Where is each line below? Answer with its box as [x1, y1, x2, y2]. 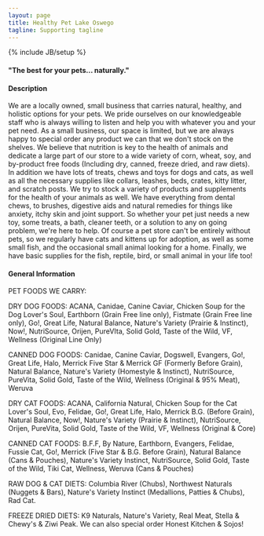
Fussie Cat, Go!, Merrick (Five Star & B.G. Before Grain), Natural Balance [8, 447, 242, 457]
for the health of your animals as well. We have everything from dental [8, 193, 236, 202]
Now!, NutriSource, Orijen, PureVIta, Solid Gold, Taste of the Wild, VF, [8, 326, 233, 336]
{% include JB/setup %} [8, 48, 86, 57]
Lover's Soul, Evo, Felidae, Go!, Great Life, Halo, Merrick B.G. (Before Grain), [8, 407, 255, 417]
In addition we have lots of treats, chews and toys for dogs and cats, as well [8, 168, 254, 177]
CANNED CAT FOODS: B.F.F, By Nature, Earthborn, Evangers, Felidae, [8, 439, 234, 448]
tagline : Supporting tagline [8, 26, 104, 34]
